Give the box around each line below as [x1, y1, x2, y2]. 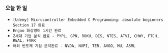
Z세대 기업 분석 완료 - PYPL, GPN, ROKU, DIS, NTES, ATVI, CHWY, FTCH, [12, 34, 159, 39]
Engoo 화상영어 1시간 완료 [12, 28, 62, 34]
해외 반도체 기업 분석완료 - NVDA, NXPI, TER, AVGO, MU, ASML [12, 43, 136, 49]
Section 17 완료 [12, 23, 45, 28]
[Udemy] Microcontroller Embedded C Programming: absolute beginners [12, 17, 164, 22]
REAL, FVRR [12, 38, 36, 43]
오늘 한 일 [5, 4, 27, 11]
